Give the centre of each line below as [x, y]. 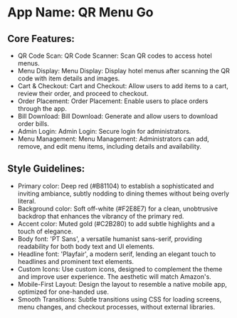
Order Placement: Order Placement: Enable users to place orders [113, 101]
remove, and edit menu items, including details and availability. [109, 146]
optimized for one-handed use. [63, 292]
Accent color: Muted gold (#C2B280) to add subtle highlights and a [116, 223]
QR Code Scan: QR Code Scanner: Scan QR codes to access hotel [115, 55]
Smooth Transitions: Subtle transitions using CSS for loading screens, [120, 299]
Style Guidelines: [46, 169]
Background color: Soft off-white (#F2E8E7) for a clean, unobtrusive [118, 208]
